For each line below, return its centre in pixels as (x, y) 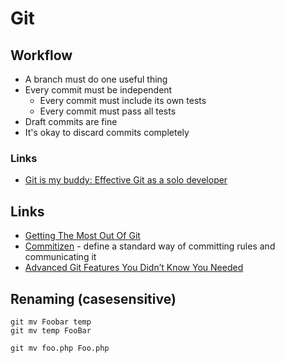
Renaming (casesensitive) (93, 298)
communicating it (60, 257)
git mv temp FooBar (51, 330)
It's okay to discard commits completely (107, 132)
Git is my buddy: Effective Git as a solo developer (126, 180)
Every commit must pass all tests (108, 111)
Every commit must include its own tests (123, 100)
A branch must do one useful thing (96, 79)
